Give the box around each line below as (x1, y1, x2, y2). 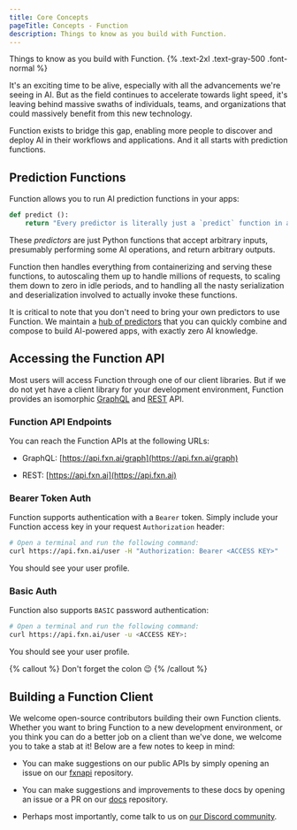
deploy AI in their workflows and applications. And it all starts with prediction (9, 134, 288, 146)
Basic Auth (9, 585, 57, 597)
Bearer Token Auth (9, 492, 91, 504)
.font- (267, 54, 288, 65)
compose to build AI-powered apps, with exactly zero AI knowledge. (9, 325, 258, 336)
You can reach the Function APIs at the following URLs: (9, 435, 210, 447)
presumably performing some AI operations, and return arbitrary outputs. (9, 244, 276, 255)
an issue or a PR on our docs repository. (21, 794, 169, 804)
